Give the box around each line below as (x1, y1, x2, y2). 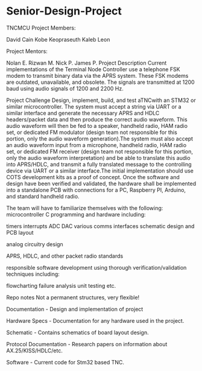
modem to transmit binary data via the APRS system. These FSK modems (6, 72, 189, 79)
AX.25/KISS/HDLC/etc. (6, 347, 63, 354)
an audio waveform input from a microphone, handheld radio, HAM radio (6, 141, 187, 148)
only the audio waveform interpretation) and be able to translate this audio (6, 154, 191, 161)
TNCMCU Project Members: (6, 24, 76, 31)
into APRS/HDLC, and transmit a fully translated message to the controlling (6, 160, 192, 168)
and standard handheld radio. (6, 192, 80, 200)
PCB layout (6, 229, 34, 236)
